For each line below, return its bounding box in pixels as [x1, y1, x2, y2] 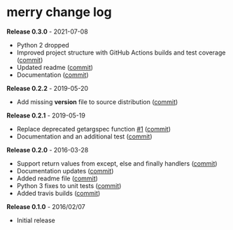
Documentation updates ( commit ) [16, 166, 114, 175]
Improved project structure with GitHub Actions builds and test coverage [16, 48, 226, 57]
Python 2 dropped [16, 41, 69, 49]
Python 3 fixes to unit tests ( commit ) [16, 181, 122, 189]
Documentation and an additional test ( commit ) [16, 132, 153, 141]
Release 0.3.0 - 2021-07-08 [6, 27, 88, 36]
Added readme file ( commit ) [16, 174, 99, 182]
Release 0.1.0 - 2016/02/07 [6, 202, 85, 210]
